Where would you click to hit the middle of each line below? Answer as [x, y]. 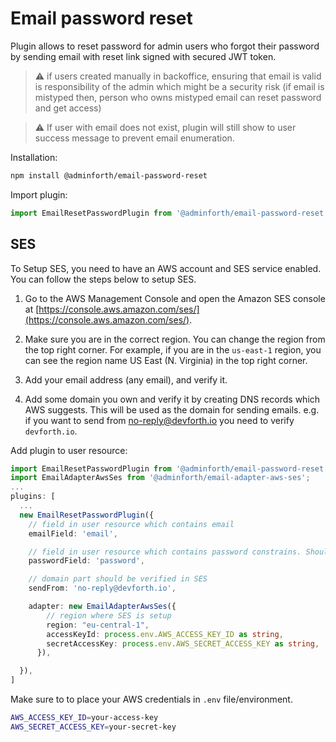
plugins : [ [33, 497]
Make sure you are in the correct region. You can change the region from [175, 339]
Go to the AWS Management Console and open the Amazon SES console [175, 298]
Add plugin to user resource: [69, 450]
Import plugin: [39, 194]
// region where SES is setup [109, 615]
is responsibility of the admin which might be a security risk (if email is [179, 86]
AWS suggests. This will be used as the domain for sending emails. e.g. [172, 409]
